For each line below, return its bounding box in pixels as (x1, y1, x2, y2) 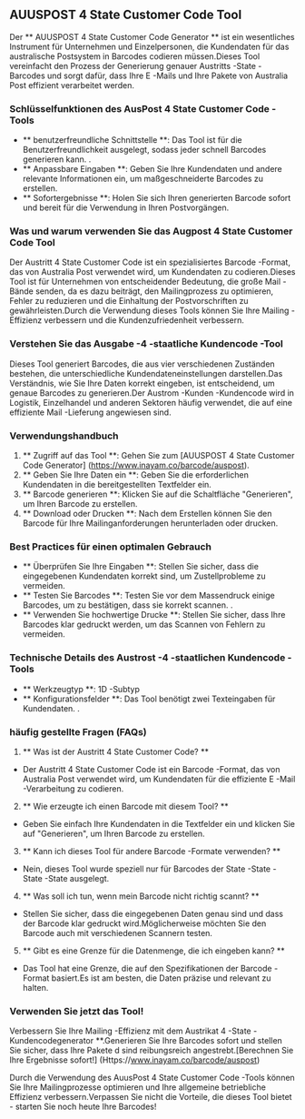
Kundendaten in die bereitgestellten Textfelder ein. (22, 479, 212, 489)
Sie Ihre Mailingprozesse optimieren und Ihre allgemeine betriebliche (9, 1082, 266, 1093)
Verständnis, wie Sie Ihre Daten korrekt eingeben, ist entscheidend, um (9, 378, 275, 388)
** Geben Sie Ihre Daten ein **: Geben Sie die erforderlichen (22, 469, 250, 480)
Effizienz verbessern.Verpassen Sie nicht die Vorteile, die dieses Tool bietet (9, 1092, 292, 1103)
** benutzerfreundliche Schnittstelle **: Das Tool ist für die (22, 135, 242, 146)
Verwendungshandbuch (9, 429, 120, 442)
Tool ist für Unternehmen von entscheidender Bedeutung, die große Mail (9, 277, 281, 287)
